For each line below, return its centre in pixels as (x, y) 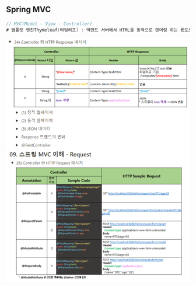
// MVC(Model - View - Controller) (49, 24)
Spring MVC (29, 10)
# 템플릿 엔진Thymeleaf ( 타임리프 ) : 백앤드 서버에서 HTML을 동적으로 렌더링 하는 (92, 30)
